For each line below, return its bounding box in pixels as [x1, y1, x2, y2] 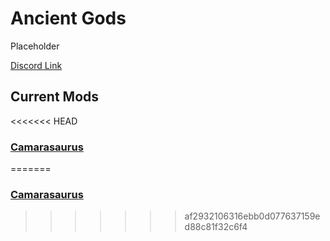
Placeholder [10, 40, 60, 52]
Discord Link [10, 59, 63, 71]
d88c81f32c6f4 [184, 221, 248, 233]
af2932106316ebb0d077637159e [184, 210, 321, 222]
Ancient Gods [10, 7, 127, 30]
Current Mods [10, 88, 100, 106]
